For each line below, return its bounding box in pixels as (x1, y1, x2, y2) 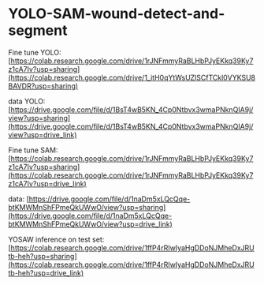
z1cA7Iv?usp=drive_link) (8, 178, 87, 188)
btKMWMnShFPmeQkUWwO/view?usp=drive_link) (8, 219, 173, 229)
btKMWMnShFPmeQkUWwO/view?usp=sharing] (8, 202, 166, 212)
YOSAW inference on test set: (8, 234, 105, 244)
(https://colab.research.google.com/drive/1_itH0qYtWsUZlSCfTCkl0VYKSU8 (8, 73, 256, 82)
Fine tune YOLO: (8, 47, 61, 57)
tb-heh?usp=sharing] (8, 251, 77, 261)
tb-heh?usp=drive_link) (8, 268, 84, 277)
